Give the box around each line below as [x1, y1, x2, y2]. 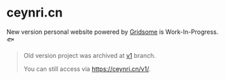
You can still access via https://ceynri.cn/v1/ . [23, 64, 151, 73]
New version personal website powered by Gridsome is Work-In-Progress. [6, 28, 219, 36]
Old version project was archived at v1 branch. [23, 51, 156, 59]
